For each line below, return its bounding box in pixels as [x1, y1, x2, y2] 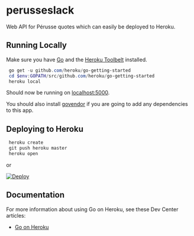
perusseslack [6, 4, 75, 17]
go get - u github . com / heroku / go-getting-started [8, 67, 131, 73]
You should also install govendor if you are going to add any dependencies [6, 101, 188, 108]
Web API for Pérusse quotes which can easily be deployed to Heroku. [6, 23, 176, 30]
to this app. [6, 107, 34, 114]
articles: [6, 212, 26, 219]
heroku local [8, 78, 41, 85]
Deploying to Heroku [6, 124, 84, 134]
